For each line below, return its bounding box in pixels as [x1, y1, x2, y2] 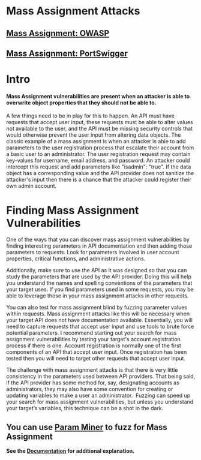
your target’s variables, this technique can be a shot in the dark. [6, 405, 164, 412]
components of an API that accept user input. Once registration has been [6, 348, 187, 356]
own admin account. [6, 182, 57, 190]
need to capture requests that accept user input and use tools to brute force [6, 323, 194, 330]
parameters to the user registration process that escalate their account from [6, 144, 194, 151]
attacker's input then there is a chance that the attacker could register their [6, 176, 192, 184]
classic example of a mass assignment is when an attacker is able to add [6, 138, 186, 145]
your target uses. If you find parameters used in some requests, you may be [6, 286, 194, 293]
